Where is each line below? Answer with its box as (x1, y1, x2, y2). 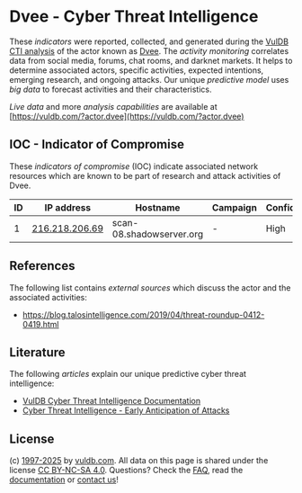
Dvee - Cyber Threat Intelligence (9, 6, 259, 27)
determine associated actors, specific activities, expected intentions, (9, 65, 264, 76)
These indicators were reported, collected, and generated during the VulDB (9, 36, 289, 47)
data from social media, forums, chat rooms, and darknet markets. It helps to (9, 55, 293, 66)
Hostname (134, 201, 181, 213)
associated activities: (9, 291, 88, 302)
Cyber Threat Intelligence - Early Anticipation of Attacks (22, 405, 230, 416)
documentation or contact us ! (9, 474, 120, 485)
